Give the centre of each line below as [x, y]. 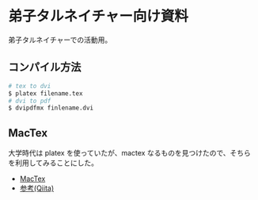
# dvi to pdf [30, 101]
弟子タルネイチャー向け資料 [98, 16]
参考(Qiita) [37, 188]
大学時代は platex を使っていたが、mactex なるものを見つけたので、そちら [130, 153]
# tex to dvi [30, 86]
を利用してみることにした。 [53, 163]
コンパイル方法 [45, 67]
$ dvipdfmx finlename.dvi [51, 108]
